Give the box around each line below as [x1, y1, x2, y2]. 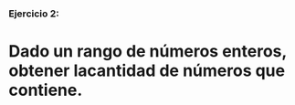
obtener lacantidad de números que [8, 60, 285, 81]
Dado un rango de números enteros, [8, 41, 287, 62]
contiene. [8, 80, 83, 100]
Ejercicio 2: [8, 7, 60, 20]
